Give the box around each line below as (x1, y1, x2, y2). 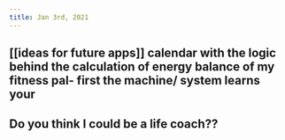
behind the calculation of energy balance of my (9, 59, 275, 75)
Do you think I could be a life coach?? (9, 116, 219, 132)
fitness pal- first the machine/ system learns (9, 73, 261, 88)
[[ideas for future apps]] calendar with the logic (9, 46, 277, 61)
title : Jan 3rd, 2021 (9, 12, 89, 22)
